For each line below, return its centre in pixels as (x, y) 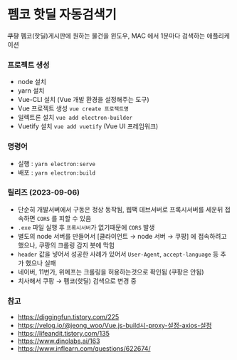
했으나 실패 (41, 263)
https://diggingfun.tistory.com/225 (68, 317)
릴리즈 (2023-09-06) (44, 192)
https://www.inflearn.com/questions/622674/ (84, 349)
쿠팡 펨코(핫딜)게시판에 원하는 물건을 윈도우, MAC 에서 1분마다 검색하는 (106, 36)
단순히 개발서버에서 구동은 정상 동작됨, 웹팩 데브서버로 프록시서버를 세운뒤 (120, 209)
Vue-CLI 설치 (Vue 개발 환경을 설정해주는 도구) (83, 100)
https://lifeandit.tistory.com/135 (64, 334)
